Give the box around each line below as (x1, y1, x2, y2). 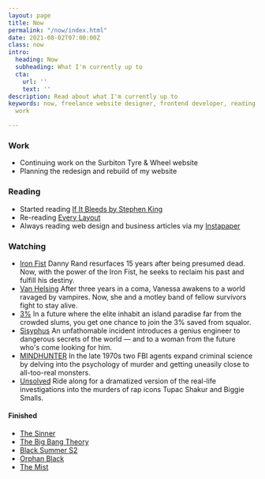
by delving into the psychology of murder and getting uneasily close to (19, 359, 250, 368)
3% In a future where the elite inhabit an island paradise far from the (19, 309, 242, 319)
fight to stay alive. (19, 300, 78, 310)
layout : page (8, 11, 51, 20)
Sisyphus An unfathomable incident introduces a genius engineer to (19, 326, 241, 335)
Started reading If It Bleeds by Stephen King (19, 204, 163, 213)
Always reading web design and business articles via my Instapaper (19, 221, 241, 230)
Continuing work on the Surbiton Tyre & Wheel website (19, 158, 199, 168)
